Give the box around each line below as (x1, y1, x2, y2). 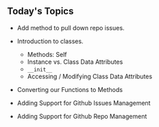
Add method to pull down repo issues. (16, 23, 125, 32)
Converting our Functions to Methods (16, 85, 123, 93)
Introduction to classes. (16, 37, 84, 45)
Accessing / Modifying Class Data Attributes (27, 72, 153, 80)
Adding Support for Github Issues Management (16, 99, 151, 107)
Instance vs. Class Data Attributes (27, 58, 123, 66)
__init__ (27, 66, 53, 73)
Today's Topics (7, 5, 74, 17)
